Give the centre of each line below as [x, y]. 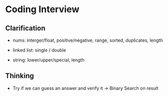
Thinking [20, 76]
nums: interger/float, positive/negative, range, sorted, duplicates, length [88, 40]
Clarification [25, 28]
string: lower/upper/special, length [48, 60]
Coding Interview [42, 9]
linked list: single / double [39, 50]
